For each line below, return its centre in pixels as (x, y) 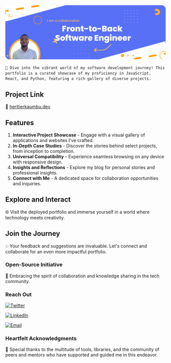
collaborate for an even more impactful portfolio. (56, 252)
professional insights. (35, 173)
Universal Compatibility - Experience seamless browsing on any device (88, 156)
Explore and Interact (38, 200)
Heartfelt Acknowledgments (41, 339)
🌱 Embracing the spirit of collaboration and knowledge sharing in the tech (82, 276)
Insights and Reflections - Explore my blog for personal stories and (84, 167)
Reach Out (19, 294)
